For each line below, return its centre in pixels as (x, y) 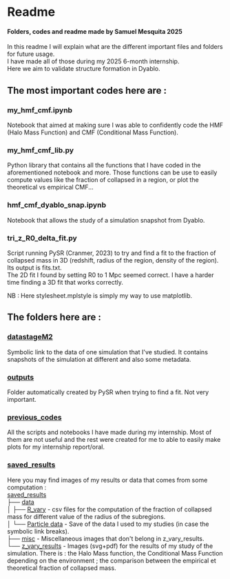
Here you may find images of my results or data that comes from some (107, 480)
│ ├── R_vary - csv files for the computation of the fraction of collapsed (109, 509)
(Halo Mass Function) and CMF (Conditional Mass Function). (93, 132)
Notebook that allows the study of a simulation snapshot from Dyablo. (106, 220)
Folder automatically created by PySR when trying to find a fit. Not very (108, 392)
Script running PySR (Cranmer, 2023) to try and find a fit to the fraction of (112, 253)
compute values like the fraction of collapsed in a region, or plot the (103, 180)
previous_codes (34, 417)
